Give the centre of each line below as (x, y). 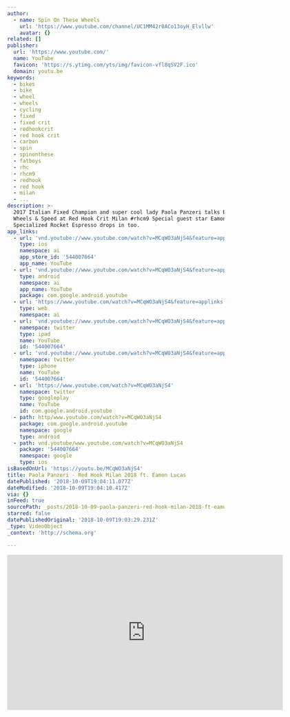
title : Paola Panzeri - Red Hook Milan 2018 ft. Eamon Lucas (97, 475)
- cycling (27, 110)
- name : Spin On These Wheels (56, 20)
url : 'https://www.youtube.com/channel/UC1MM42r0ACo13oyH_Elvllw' (117, 26)
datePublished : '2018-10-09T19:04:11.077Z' (71, 481)
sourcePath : (24, 507)
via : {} (18, 494)
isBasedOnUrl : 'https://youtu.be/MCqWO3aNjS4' (75, 469)
